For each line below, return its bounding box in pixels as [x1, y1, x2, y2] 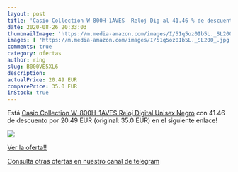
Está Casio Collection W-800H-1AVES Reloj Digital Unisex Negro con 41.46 [7, 109, 225, 117]
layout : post [7, 10, 46, 18]
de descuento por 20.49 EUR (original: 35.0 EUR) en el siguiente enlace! [7, 116, 218, 125]
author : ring [7, 57, 46, 64]
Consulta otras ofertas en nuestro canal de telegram [7, 157, 160, 166]
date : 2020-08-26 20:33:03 [7, 23, 87, 30]
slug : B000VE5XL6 [7, 63, 59, 70]
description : [7, 69, 46, 76]
